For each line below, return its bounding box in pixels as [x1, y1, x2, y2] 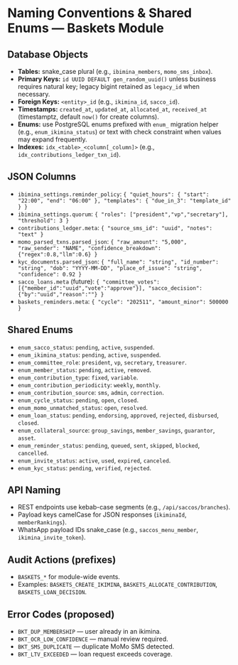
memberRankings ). [17, 518, 67, 526]
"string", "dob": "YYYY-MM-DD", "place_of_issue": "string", [17, 264, 203, 271]
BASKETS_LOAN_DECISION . [17, 588, 87, 596]
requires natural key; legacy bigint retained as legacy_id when [17, 82, 200, 90]
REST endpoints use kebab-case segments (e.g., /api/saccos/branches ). [17, 503, 231, 512]
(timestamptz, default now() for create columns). [17, 112, 160, 121]
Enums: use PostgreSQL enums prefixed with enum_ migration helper [17, 120, 219, 129]
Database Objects [7, 48, 89, 60]
